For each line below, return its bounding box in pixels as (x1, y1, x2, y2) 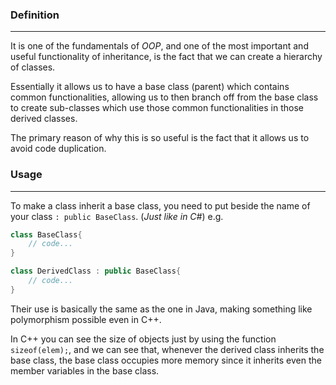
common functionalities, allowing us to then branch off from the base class (10, 91, 319, 103)
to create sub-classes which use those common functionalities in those (10, 102, 304, 114)
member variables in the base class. (10, 364, 160, 377)
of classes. (10, 61, 56, 73)
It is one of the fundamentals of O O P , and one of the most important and (10, 40, 309, 52)
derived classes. (10, 113, 78, 125)
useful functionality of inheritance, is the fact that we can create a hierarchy (10, 51, 323, 63)
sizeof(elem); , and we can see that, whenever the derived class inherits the (10, 343, 325, 355)
